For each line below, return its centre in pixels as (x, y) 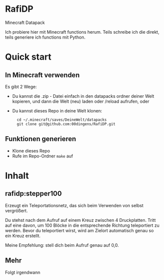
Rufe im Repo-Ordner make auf (43, 156)
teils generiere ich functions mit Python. (45, 37)
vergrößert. (16, 211)
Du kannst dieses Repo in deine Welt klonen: (57, 110)
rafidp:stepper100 (34, 194)
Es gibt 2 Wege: (21, 86)
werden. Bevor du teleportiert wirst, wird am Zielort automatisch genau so (80, 230)
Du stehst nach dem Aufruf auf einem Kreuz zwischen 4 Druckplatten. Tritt (80, 220)
